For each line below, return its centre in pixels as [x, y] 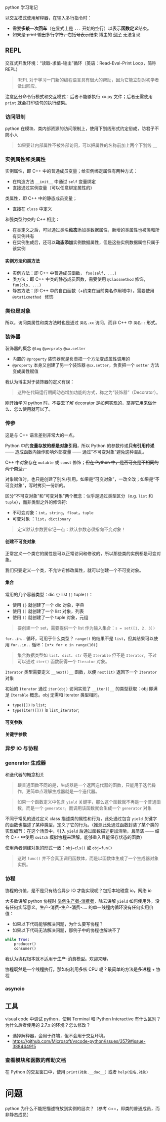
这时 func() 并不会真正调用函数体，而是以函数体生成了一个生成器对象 [88, 858]
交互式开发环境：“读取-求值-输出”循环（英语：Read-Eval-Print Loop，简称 [81, 63]
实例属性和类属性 [25, 159]
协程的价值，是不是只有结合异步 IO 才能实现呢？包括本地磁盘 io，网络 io [78, 890]
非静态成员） [18, 1115]
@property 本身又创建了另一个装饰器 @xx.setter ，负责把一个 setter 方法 [86, 365]
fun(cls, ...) [27, 285]
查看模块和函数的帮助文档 [36, 1060]
